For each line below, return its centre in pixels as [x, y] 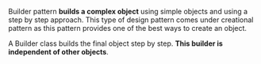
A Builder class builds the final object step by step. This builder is [116, 43]
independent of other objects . [58, 52]
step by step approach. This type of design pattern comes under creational [131, 20]
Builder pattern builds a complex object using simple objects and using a [128, 11]
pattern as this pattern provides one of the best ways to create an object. [128, 28]
